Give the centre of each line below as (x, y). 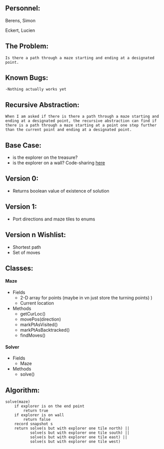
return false (37, 420)
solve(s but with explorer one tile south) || (80, 433)
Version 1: (21, 207)
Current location (37, 303)
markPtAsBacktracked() (45, 330)
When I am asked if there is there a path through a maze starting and (82, 117)
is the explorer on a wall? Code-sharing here (59, 163)
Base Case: (23, 145)
